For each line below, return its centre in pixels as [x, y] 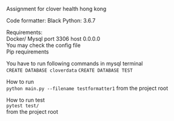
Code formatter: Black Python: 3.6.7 [51, 20]
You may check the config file [43, 45]
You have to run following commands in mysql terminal [75, 64]
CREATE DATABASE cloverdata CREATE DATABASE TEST [70, 71]
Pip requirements [28, 52]
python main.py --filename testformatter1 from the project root [87, 88]
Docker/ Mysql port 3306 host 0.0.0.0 [53, 39]
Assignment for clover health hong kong [56, 9]
